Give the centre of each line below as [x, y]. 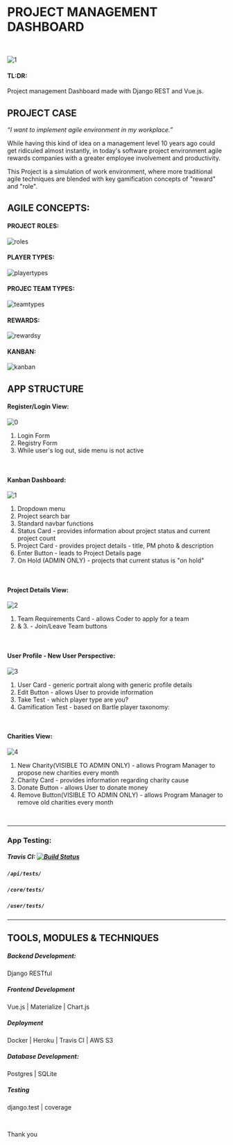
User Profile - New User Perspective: [61, 656]
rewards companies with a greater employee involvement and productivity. [114, 158]
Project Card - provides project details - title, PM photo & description [115, 546]
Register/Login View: [38, 406]
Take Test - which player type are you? [73, 700]
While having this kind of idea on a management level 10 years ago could [111, 143]
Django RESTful [29, 973]
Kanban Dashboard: [37, 480]
